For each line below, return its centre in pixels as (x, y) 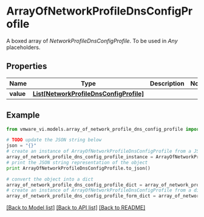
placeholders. (23, 47)
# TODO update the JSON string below (54, 140)
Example (23, 115)
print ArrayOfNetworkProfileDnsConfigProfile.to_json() (78, 168)
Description (167, 83)
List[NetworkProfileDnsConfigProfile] (88, 93)
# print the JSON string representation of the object (77, 162)
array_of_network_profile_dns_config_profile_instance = (80, 157)
